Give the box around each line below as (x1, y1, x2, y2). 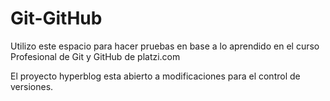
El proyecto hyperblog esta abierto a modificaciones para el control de (10, 70, 301, 82)
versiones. (10, 80, 54, 92)
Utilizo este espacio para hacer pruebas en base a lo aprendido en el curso (10, 40, 320, 52)
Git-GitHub (10, 7, 103, 30)
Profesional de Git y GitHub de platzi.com (10, 50, 181, 62)
